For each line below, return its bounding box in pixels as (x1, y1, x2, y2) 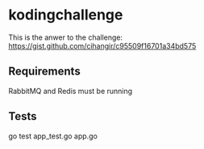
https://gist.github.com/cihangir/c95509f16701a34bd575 (8, 40, 197, 50)
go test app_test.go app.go (8, 131, 98, 141)
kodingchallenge (8, 6, 123, 24)
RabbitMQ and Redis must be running (8, 86, 133, 96)
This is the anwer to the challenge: (8, 32, 123, 42)
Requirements (8, 65, 81, 79)
